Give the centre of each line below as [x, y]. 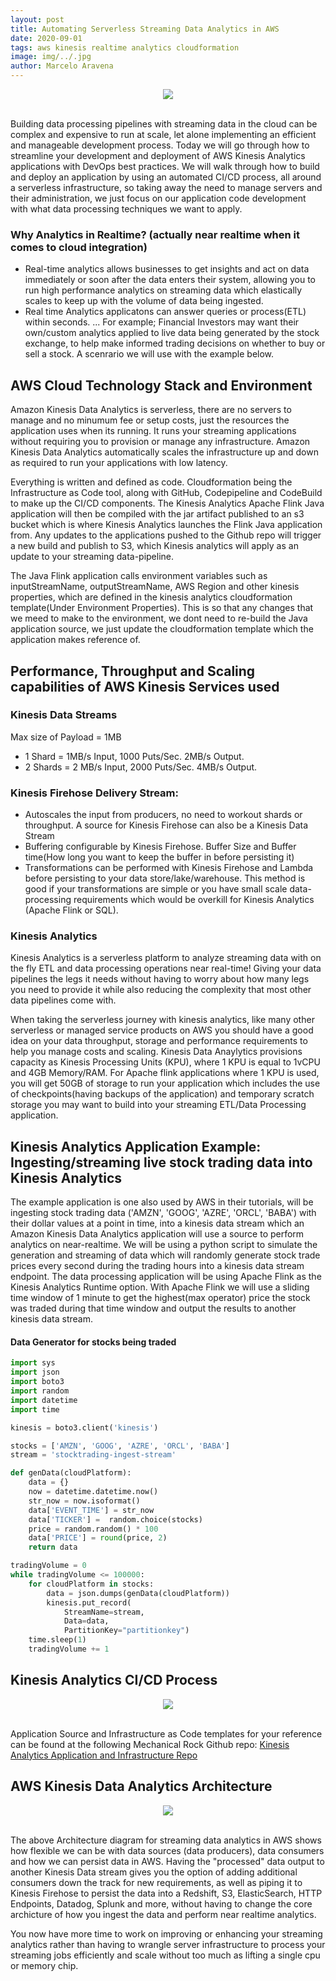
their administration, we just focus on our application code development [158, 198]
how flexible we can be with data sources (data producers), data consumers [167, 1850]
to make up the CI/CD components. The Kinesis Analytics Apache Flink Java [167, 503]
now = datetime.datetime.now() [93, 1492]
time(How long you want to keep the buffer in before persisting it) [159, 857]
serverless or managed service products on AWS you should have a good [162, 1030]
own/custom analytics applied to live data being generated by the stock [172, 333]
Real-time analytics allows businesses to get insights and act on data [167, 269]
